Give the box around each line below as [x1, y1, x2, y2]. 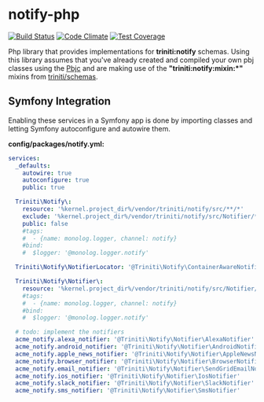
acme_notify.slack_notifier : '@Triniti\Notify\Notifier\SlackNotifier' [15, 379, 255, 387]
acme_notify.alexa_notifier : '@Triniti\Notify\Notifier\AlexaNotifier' [15, 336, 255, 344]
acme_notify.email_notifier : [15, 364, 111, 373]
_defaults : [15, 161, 51, 170]
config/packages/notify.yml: [8, 139, 104, 149]
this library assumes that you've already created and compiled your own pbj [8, 55, 254, 65]
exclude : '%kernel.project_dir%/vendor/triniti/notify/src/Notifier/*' [22, 212, 262, 220]
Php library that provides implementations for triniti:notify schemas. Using [8, 46, 250, 56]
